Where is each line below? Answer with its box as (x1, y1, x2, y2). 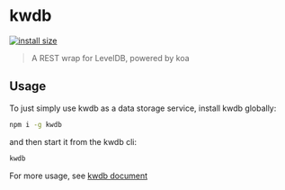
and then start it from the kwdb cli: (9, 136, 138, 147)
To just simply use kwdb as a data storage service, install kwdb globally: (9, 103, 277, 113)
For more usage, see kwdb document (9, 170, 148, 181)
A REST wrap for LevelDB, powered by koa (31, 52, 191, 63)
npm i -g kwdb (9, 120, 63, 129)
